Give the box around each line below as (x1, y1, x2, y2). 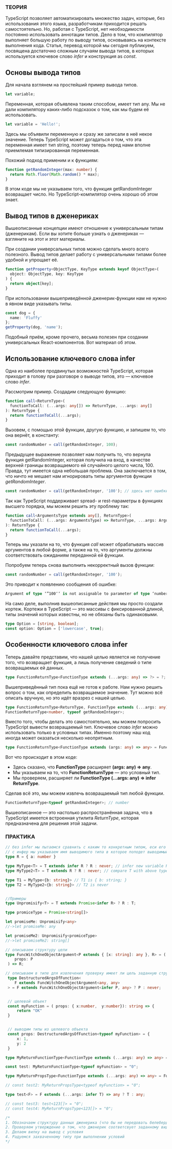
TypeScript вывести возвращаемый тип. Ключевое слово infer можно (5, 724, 158, 730)
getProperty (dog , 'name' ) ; (5, 325, 63, 330)
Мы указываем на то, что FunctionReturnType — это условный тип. (12, 770, 161, 776)
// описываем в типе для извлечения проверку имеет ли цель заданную (5, 971, 157, 976)
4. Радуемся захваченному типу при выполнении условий (5, 1134, 125, 1140)
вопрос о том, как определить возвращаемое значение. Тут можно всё (5, 689, 163, 695)
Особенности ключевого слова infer (5, 640, 128, 649)
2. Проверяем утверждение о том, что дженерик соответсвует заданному (5, 1125, 159, 1130)
